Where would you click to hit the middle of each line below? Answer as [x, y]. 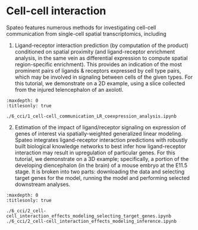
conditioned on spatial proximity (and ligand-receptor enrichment [95, 51]
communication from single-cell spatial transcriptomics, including [86, 33]
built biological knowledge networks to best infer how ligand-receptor [100, 146]
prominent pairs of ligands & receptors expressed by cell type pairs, [98, 70]
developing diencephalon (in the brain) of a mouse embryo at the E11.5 [101, 165]
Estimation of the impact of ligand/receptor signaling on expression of [100, 127]
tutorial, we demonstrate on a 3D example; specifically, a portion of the [102, 158]
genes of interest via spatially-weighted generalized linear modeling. [99, 133]
